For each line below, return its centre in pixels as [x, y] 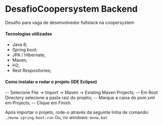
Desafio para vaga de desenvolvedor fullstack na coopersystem [70, 22]
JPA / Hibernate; [29, 55]
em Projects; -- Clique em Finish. [39, 103]
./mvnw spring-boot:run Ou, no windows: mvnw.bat [56, 118]
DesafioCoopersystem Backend [71, 9]
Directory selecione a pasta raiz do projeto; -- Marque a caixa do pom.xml [80, 98]
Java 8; [20, 44]
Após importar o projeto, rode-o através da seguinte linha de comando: [77, 112]
